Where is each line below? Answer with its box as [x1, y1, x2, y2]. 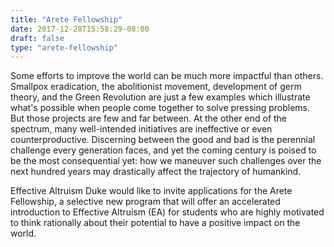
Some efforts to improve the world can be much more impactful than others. [10, 70, 324, 82]
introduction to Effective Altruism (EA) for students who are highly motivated [10, 206, 325, 218]
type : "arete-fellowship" [10, 42, 118, 53]
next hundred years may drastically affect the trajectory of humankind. [10, 166, 302, 178]
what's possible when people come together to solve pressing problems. [10, 102, 311, 114]
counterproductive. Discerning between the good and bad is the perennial [10, 134, 316, 146]
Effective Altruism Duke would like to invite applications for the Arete [10, 185, 293, 197]
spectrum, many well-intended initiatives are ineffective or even [10, 123, 273, 135]
